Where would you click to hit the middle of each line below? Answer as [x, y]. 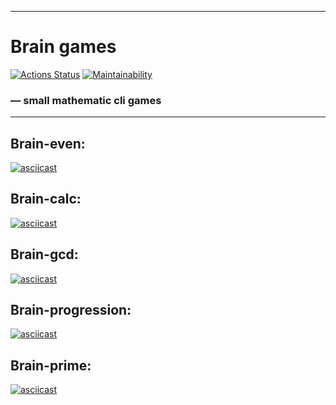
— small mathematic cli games [86, 100]
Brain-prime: [51, 365]
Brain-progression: [71, 310]
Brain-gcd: [44, 254]
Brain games [63, 47]
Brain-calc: [46, 199]
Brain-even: [48, 143]
